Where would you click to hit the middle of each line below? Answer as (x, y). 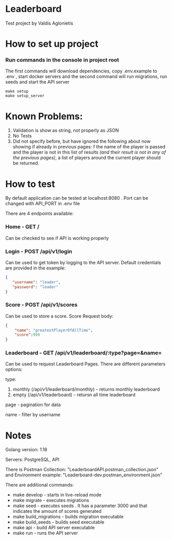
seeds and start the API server (37, 82)
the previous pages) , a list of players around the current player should (87, 158)
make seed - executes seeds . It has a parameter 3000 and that (80, 506)
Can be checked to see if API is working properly (57, 238)
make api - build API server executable (54, 528)
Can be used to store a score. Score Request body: (60, 316)
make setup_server (25, 96)
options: (14, 370)
